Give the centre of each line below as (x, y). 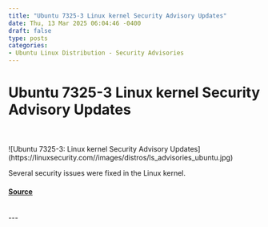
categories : (28, 46)
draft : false (30, 30)
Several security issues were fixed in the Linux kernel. (97, 172)
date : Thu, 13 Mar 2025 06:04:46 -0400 (75, 23)
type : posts (28, 38)
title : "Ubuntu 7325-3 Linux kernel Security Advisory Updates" (118, 16)
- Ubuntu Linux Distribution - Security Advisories (96, 53)
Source (21, 191)
